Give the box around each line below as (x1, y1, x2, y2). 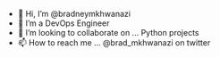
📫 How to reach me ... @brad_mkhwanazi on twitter (17, 37, 211, 48)
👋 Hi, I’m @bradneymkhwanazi (17, 9, 131, 19)
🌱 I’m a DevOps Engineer (17, 18, 110, 28)
